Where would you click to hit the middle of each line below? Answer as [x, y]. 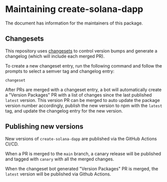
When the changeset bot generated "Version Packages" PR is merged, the [82, 168]
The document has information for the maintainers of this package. [74, 23]
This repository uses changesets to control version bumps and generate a [81, 50]
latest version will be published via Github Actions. [58, 174]
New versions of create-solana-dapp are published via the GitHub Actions [81, 138]
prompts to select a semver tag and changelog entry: [60, 71]
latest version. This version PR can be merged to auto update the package [82, 100]
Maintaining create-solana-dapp [74, 9]
